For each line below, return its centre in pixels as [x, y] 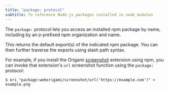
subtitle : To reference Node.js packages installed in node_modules [79, 15]
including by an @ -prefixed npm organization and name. [63, 35]
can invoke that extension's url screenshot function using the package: [79, 65]
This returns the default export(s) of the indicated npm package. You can [82, 44]
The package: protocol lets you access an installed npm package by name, [83, 29]
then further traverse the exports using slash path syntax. [65, 50]
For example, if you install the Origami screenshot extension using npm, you [84, 59]
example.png [18, 84]
